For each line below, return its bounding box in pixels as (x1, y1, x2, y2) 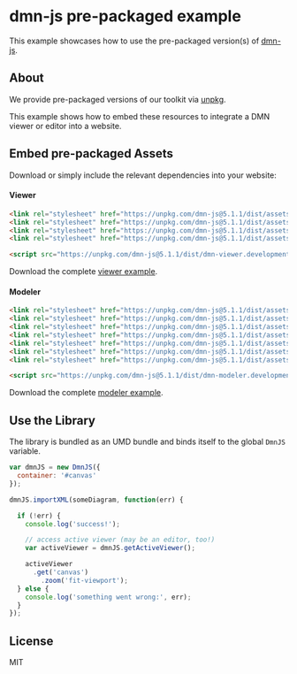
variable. (9, 446, 42, 456)
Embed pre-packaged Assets (9, 146, 174, 161)
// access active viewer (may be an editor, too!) (25, 535, 216, 545)
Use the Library (9, 413, 95, 428)
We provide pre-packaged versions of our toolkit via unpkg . (9, 94, 227, 104)
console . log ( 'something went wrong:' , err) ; (25, 593, 192, 601)
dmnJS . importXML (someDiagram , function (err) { (9, 495, 184, 504)
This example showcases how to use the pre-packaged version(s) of (9, 35, 260, 46)
